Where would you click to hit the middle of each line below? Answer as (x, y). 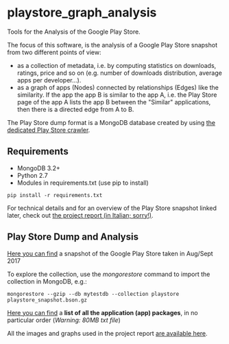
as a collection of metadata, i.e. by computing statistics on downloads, (117, 65)
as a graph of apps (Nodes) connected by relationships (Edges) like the (118, 87)
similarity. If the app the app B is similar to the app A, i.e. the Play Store (117, 95)
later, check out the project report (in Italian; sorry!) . (80, 215)
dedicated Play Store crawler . (49, 130)
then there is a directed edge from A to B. (75, 109)
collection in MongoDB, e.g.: (47, 281)
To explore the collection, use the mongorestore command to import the (109, 274)
